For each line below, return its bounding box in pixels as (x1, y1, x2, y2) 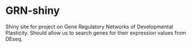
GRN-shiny (5, 4, 60, 17)
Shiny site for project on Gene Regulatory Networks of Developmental (5, 23, 173, 30)
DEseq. (5, 35, 23, 42)
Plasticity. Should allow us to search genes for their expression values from (5, 29, 186, 36)
